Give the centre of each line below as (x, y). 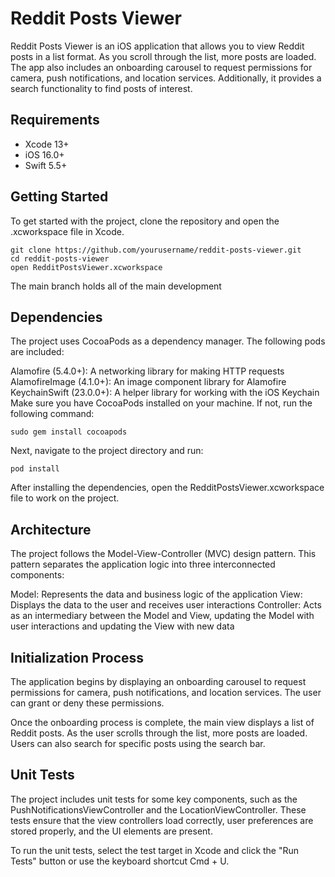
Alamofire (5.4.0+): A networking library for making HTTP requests (147, 371)
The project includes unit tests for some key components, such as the (154, 799)
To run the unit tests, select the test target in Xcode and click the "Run (155, 850)
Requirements (55, 120)
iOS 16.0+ (44, 154)
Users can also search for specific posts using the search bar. (138, 743)
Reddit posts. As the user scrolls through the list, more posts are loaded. (159, 733)
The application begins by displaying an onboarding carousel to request (158, 681)
